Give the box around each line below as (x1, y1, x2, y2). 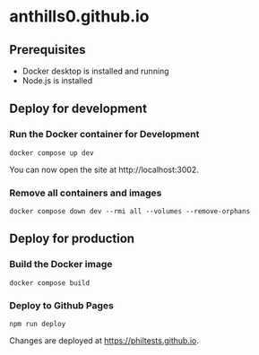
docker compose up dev (9, 148, 94, 158)
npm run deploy (9, 319, 66, 328)
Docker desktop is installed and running (22, 65, 169, 76)
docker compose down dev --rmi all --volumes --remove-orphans (9, 206, 251, 216)
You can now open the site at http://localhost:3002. (9, 164, 199, 175)
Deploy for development (9, 101, 148, 117)
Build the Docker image (9, 258, 113, 271)
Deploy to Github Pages (9, 299, 114, 311)
